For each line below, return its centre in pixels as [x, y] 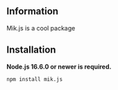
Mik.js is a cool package [41, 28]
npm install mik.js [35, 79]
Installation [31, 50]
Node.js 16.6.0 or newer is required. [59, 66]
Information [33, 11]
